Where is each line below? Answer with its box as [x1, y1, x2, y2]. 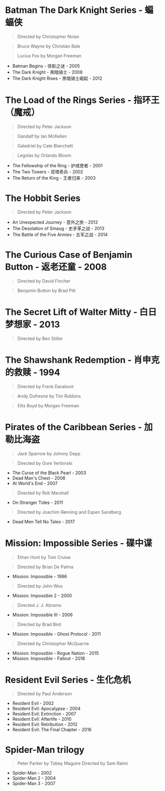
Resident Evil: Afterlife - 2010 [12, 716, 72, 722]
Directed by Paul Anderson [17, 691, 73, 697]
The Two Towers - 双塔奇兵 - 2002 [12, 169, 83, 175]
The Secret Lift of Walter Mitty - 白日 [5, 306, 157, 317]
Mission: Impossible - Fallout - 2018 [12, 655, 85, 661]
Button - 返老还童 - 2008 [5, 261, 107, 272]
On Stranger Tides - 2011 [12, 499, 63, 505]
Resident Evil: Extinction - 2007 [12, 711, 77, 717]
